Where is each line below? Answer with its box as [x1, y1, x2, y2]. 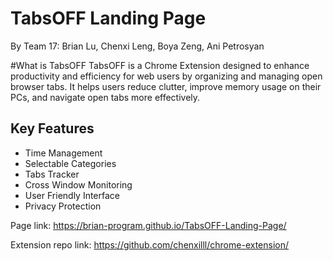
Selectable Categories [24, 157, 117, 169]
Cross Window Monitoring [24, 178, 133, 191]
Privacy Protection [24, 200, 102, 212]
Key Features [10, 120, 95, 137]
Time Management [24, 147, 103, 159]
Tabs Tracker [24, 168, 80, 180]
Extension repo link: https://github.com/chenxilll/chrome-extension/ [10, 238, 290, 251]
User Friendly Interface [24, 189, 121, 201]
